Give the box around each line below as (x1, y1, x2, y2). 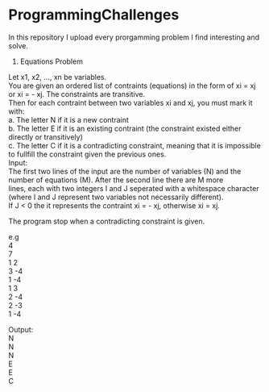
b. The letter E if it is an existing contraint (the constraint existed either (8, 123, 242, 133)
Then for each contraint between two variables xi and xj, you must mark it (8, 98, 253, 107)
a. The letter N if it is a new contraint (8, 115, 129, 124)
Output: (8, 324, 34, 334)
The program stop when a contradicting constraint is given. (8, 216, 205, 226)
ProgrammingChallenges (8, 6, 180, 24)
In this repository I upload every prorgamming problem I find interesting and (8, 32, 260, 42)
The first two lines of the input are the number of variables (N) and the (8, 166, 242, 176)
